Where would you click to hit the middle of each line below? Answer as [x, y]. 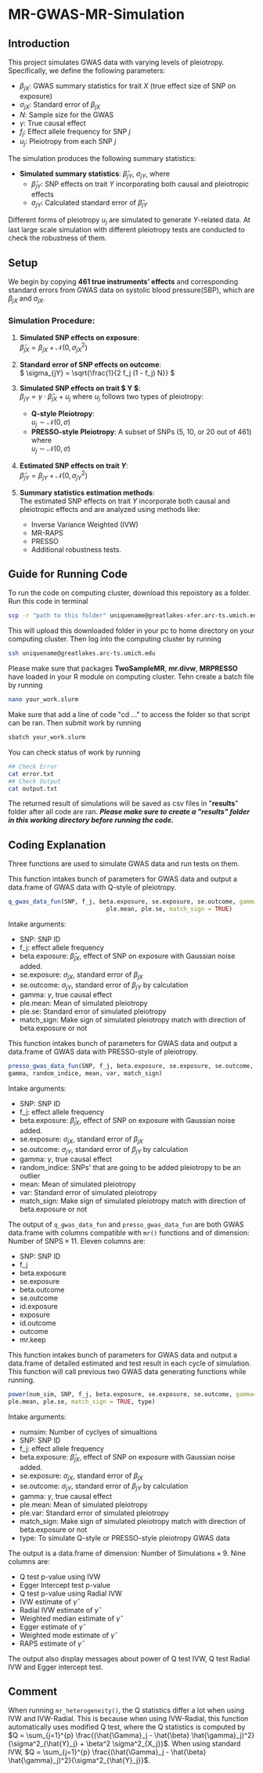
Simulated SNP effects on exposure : [79, 338]
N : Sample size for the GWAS [67, 115]
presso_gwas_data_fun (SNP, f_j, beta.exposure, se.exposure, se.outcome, [131, 1066]
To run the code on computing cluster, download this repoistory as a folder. [130, 593]
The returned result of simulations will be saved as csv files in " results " [123, 803]
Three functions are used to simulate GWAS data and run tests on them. [124, 864]
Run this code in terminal [48, 601]
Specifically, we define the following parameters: [87, 71]
